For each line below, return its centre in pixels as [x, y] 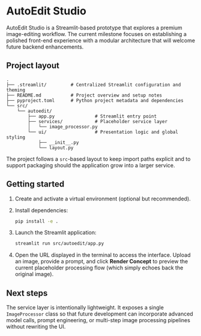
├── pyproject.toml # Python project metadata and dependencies [95, 100]
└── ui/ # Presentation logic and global [103, 132]
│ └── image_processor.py [63, 127]
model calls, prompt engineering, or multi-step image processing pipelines [98, 320]
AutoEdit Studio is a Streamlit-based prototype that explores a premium [94, 28]
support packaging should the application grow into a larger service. [91, 165]
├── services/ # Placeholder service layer [98, 121]
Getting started [35, 184]
